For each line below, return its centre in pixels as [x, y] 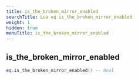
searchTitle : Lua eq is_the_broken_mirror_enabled [69, 17]
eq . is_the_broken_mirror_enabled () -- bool [60, 70]
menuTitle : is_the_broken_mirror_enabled [58, 33]
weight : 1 [18, 22]
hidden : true [22, 28]
